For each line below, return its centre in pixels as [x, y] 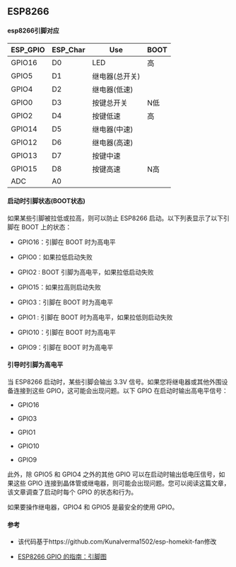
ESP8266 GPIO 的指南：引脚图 [62, 557]
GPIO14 [24, 129]
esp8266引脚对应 [34, 30]
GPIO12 [24, 142]
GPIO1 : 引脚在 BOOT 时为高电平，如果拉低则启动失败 [95, 317]
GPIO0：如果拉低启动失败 [55, 257]
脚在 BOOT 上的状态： [40, 227]
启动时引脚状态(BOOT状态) [47, 201]
